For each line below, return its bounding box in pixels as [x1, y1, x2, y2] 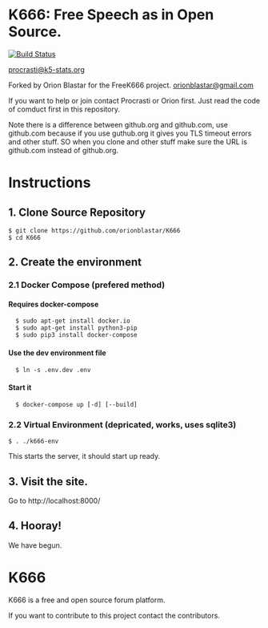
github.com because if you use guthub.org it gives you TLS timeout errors [8, 128, 252, 138]
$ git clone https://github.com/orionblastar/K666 [8, 226, 181, 234]
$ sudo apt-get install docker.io [15, 317, 130, 326]
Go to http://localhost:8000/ [8, 496, 101, 505]
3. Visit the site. [8, 475, 88, 488]
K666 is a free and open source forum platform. [8, 595, 166, 605]
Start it [8, 383, 32, 392]
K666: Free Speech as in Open [8, 6, 214, 24]
